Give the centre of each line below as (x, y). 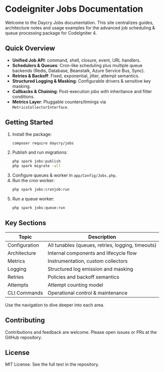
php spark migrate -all (36, 166)
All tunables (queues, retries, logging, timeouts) (102, 245)
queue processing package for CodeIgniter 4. (51, 33)
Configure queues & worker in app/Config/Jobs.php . (64, 175)
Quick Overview (30, 48)
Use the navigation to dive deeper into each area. (55, 305)
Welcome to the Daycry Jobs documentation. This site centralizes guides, (79, 23)
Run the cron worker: (33, 181)
